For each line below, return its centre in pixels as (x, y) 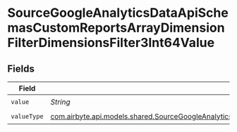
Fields (21, 68)
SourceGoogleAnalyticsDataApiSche (118, 13)
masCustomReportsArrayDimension (116, 28)
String (60, 102)
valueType (27, 116)
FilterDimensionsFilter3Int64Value (111, 43)
